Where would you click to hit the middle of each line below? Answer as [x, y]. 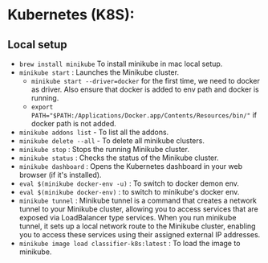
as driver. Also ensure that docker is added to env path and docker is [145, 89]
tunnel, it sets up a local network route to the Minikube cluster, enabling [137, 226]
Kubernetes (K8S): [71, 15]
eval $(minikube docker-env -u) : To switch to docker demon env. [129, 183]
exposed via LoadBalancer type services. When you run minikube [128, 218]
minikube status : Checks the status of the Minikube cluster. [119, 158]
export [42, 107]
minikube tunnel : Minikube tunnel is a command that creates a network [138, 200]
